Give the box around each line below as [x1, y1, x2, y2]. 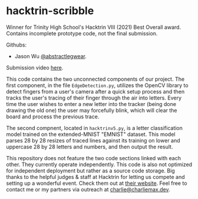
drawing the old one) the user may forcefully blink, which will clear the [6, 107, 177, 114]
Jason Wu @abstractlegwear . [14, 52, 87, 59]
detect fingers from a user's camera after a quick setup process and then [6, 88, 185, 95]
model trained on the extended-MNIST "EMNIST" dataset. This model [6, 131, 176, 138]
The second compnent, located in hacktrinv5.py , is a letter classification [6, 124, 183, 131]
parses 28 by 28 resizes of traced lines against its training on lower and [6, 137, 180, 144]
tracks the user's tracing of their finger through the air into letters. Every [6, 94, 182, 101]
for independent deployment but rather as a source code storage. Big [6, 167, 176, 174]
